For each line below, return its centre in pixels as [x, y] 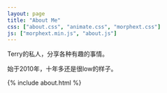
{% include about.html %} [44, 83]
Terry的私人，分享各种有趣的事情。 [58, 54]
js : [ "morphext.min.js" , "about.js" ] [62, 33]
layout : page [26, 14]
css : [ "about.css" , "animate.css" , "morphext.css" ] [84, 27]
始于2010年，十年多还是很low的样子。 [62, 69]
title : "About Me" [34, 20]
